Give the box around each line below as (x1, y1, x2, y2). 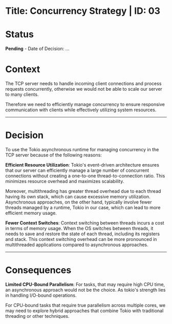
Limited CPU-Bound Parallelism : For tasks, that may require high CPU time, (5, 281, 165, 287)
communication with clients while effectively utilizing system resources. (5, 107, 157, 113)
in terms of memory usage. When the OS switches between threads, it (5, 226, 154, 231)
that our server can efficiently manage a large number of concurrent (5, 167, 149, 173)
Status (5, 29, 34, 40)
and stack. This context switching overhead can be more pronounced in (5, 236, 157, 242)
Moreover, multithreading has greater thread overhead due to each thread (5, 188, 161, 194)
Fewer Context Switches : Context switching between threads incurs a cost (5, 220, 165, 226)
